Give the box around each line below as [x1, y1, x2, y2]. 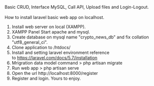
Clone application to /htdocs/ [11, 45, 71, 50]
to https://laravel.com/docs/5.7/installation [11, 55, 98, 60]
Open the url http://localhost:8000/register [11, 70, 99, 76]
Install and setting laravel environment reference [11, 50, 110, 55]
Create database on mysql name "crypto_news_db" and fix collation [11, 34, 149, 40]
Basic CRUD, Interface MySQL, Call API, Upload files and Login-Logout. [4, 4, 149, 10]
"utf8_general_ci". [11, 39, 48, 45]
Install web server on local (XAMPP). [11, 24, 86, 30]
